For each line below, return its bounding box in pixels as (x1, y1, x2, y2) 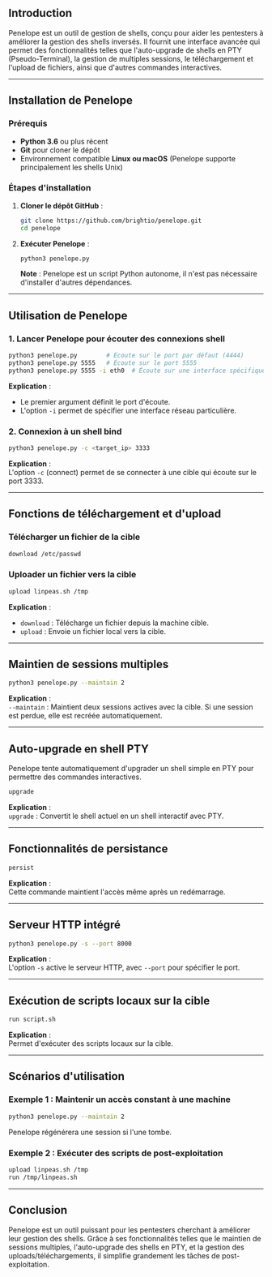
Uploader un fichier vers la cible (8, 569, 137, 581)
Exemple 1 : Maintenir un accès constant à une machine (8, 1094, 231, 1105)
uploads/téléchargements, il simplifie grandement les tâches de (8, 1250, 220, 1260)
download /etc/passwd (8, 550, 82, 558)
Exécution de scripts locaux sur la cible (8, 993, 210, 1008)
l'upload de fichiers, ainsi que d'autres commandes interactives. (8, 62, 223, 72)
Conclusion (8, 1203, 68, 1217)
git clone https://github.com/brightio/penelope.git (19, 216, 202, 225)
